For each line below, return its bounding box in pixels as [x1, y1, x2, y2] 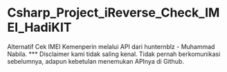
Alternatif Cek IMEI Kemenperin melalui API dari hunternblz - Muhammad [7, 42, 215, 51]
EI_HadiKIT [7, 19, 72, 35]
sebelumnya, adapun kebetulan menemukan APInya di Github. [7, 57, 185, 65]
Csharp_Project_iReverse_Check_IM [7, 5, 220, 21]
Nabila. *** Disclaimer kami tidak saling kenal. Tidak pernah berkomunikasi [7, 50, 221, 58]
